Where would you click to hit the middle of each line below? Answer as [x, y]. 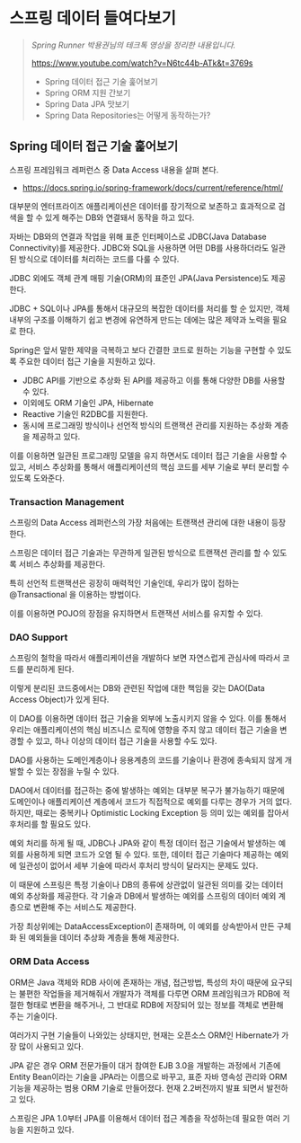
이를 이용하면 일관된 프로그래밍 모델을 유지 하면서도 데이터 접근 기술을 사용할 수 [148, 456]
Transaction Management [67, 501]
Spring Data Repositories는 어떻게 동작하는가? [128, 115]
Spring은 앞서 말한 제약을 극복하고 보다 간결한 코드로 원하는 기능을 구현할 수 [142, 350]
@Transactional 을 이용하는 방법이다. [75, 595]
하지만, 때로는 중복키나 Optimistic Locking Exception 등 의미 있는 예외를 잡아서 [149, 813]
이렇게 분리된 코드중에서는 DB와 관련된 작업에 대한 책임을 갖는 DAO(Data [137, 688]
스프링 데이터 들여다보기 [93, 18]
